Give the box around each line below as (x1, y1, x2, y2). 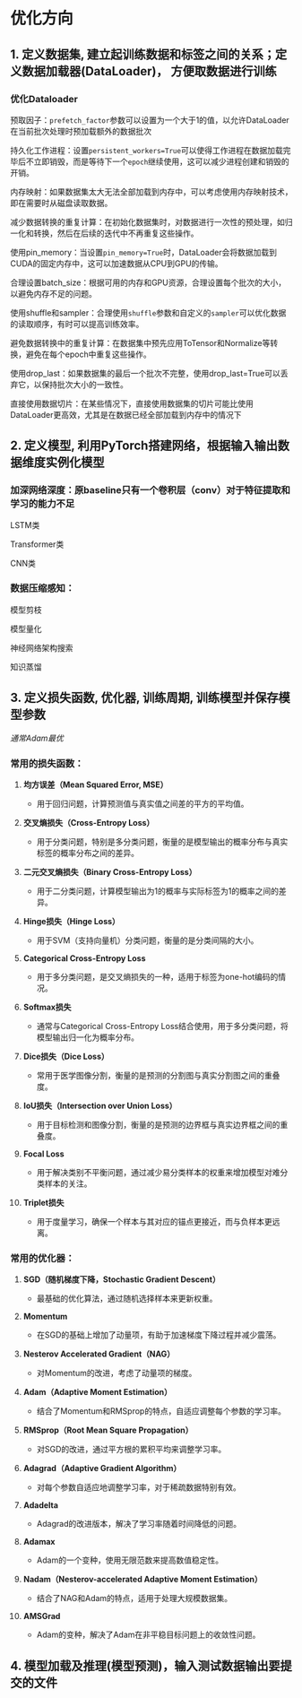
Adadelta (22, 1500, 59, 1511)
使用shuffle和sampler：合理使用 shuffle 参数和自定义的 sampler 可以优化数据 (10, 307, 287, 318)
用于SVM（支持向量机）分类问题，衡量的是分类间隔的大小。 (36, 934, 259, 946)
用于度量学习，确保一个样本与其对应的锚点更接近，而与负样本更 (36, 1216, 272, 1226)
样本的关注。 (44, 1178, 92, 1189)
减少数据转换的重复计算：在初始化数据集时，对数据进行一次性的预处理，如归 (10, 216, 293, 227)
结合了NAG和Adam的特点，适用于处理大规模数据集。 (36, 1593, 233, 1604)
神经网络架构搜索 (10, 642, 73, 653)
